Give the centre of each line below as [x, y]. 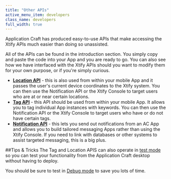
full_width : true [24, 24]
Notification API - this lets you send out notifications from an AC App [86, 124]
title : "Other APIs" [27, 10]
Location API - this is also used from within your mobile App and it [83, 80]
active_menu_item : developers [38, 15]
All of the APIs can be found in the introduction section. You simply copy [81, 54]
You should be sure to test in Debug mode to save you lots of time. [76, 171]
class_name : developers [31, 19]
